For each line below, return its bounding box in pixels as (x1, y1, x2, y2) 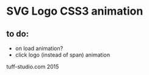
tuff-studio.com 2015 (6, 63, 59, 70)
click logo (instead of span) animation (15, 51, 111, 59)
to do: (6, 29, 29, 39)
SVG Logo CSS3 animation (6, 4, 144, 18)
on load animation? (15, 45, 64, 52)
